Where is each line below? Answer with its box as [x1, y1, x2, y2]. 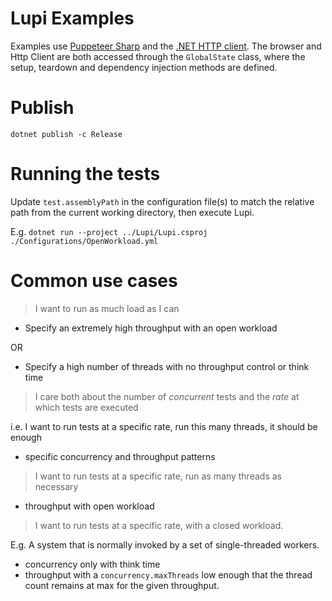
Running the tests [10, 163, 161, 186]
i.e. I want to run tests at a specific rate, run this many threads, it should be [10, 420, 318, 432]
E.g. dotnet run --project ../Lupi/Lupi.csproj [10, 225, 208, 237]
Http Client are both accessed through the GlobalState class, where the [10, 50, 306, 62]
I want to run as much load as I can [34, 302, 180, 314]
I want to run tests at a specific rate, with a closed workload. [34, 519, 284, 531]
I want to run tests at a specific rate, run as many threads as [34, 470, 282, 482]
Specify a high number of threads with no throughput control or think [24, 360, 310, 372]
